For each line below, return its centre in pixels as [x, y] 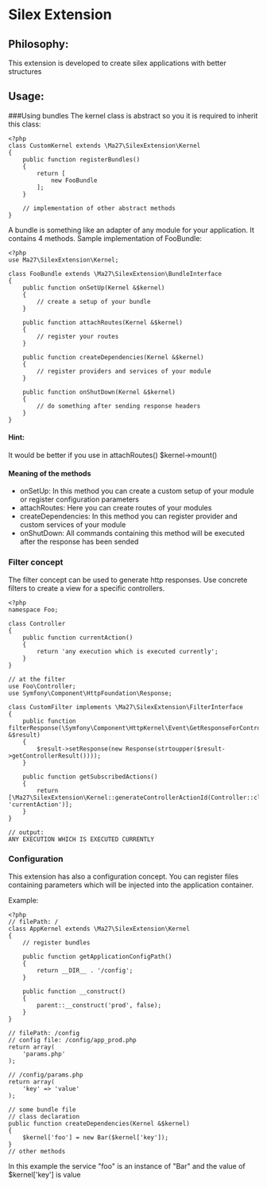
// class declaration [44, 1116]
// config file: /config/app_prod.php [72, 1040]
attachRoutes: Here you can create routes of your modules [116, 508]
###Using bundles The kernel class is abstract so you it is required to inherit [133, 115]
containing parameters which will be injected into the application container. [131, 885]
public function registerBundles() [81, 159]
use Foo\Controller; [43, 686]
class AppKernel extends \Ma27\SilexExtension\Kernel [99, 929]
